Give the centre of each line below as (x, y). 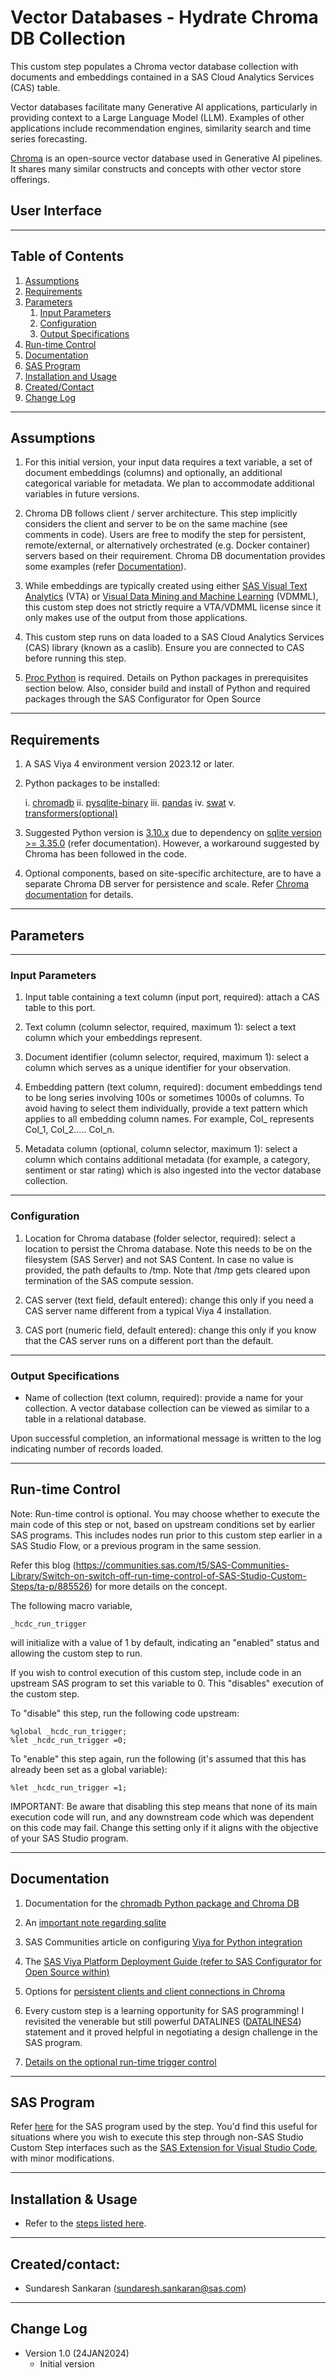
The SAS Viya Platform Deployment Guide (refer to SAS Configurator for (173, 1961)
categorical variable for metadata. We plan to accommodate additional (169, 483)
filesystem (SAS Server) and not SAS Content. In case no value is (159, 1259)
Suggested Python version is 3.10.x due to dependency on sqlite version (173, 833)
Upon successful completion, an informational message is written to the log (166, 1438)
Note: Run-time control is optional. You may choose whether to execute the (165, 1513)
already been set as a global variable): (89, 1769)
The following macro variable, (71, 1605)
